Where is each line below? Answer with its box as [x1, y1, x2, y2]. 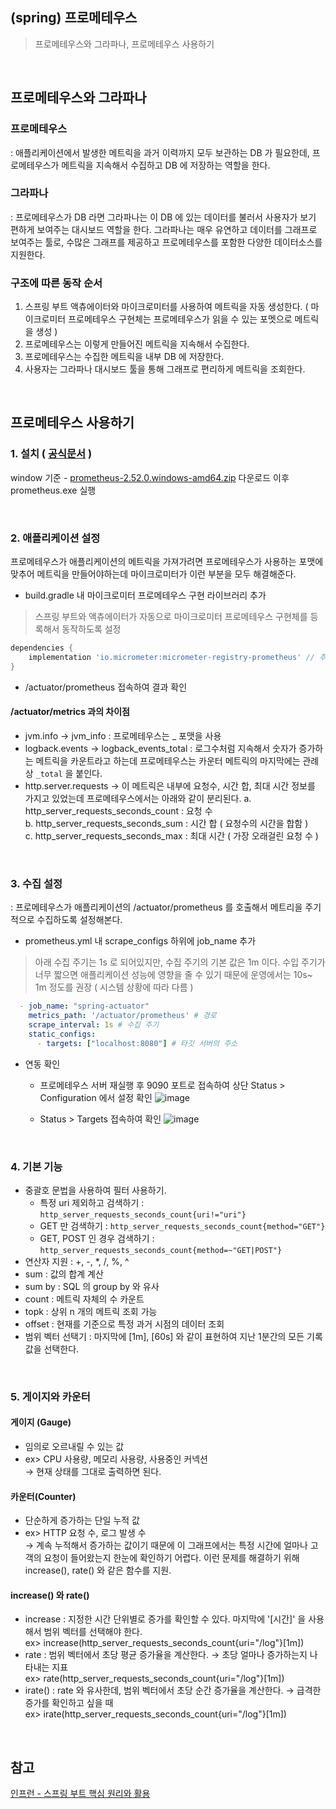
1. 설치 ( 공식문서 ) [10, 447, 93, 461]
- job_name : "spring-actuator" [19, 1001, 150, 1012]
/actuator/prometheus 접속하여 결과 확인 [24, 681, 188, 693]
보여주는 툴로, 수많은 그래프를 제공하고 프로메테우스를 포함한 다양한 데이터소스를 [10, 236, 323, 248]
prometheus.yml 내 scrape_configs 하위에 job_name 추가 [24, 935, 257, 947]
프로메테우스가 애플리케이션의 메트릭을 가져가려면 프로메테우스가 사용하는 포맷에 [10, 556, 324, 568]
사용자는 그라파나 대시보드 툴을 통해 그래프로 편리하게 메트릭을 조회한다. [24, 363, 306, 375]
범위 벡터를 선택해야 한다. [43, 1626, 143, 1638]
